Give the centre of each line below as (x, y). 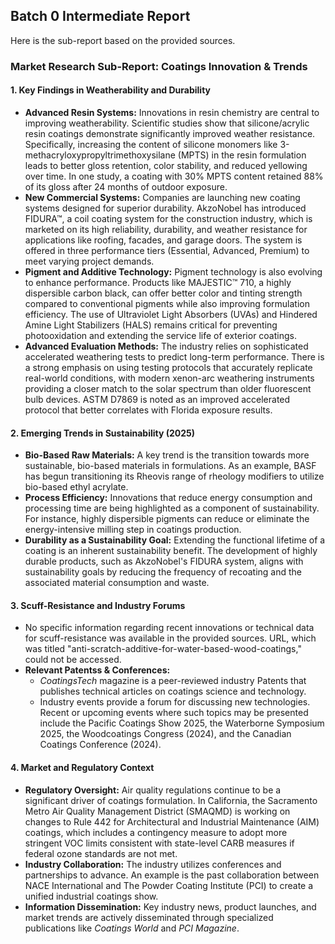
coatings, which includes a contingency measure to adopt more (156, 832)
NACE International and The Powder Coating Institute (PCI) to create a (169, 885)
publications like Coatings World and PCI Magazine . (132, 928)
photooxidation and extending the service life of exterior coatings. (160, 335)
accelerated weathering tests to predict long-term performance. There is (174, 356)
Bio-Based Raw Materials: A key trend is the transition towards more (167, 455)
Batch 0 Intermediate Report (100, 16)
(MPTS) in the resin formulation (242, 155)
